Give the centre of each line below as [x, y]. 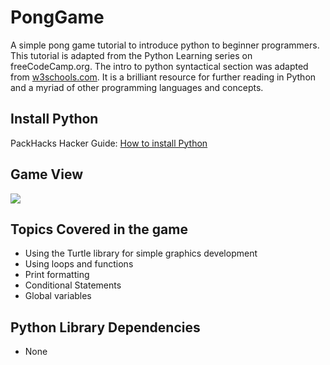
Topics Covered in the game [99, 229]
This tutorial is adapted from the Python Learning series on [131, 55]
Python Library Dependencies [105, 327]
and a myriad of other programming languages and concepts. [137, 87]
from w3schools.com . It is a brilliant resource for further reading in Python [163, 77]
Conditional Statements [73, 285]
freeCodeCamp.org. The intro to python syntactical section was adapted [159, 66]
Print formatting [57, 275]
